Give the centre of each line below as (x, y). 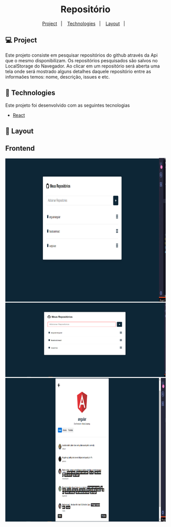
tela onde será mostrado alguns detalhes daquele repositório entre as (78, 71)
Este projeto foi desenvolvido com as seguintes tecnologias (68, 105)
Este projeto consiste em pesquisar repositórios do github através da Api (81, 55)
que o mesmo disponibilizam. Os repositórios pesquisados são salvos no (81, 60)
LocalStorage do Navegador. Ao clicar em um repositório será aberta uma (83, 66)
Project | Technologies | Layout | (84, 23)
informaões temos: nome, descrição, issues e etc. (58, 77)
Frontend (20, 148)
